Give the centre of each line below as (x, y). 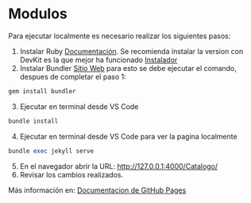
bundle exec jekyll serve (51, 151)
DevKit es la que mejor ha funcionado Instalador (98, 60)
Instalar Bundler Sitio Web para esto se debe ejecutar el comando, (128, 68)
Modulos (38, 14)
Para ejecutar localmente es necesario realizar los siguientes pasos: (120, 36)
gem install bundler (42, 91)
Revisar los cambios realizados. (71, 174)
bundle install (33, 121)
